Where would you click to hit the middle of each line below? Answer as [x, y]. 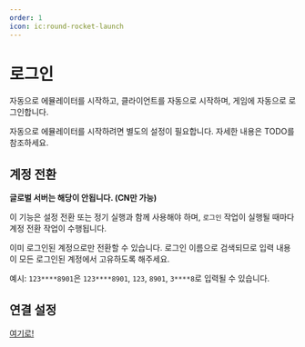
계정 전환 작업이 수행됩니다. [58, 229]
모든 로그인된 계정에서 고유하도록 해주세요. [94, 259]
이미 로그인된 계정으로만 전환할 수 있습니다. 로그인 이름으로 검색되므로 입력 [142, 248]
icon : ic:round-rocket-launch [67, 26]
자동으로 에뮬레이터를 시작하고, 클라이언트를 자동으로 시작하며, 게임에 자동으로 [148, 101]
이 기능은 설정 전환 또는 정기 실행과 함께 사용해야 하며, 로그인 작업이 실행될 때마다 [152, 217]
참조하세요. [29, 143]
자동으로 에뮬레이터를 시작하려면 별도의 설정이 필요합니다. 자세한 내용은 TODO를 [152, 132]
